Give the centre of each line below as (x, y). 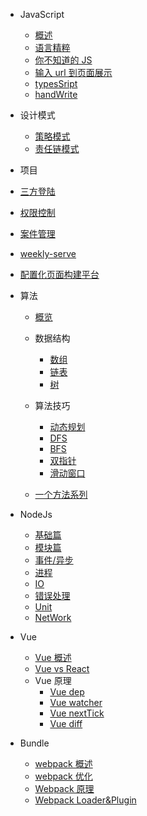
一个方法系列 (61, 494)
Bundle (34, 743)
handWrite (56, 94)
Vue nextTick (77, 713)
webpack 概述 (63, 763)
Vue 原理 (53, 680)
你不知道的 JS (63, 60)
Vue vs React (62, 668)
